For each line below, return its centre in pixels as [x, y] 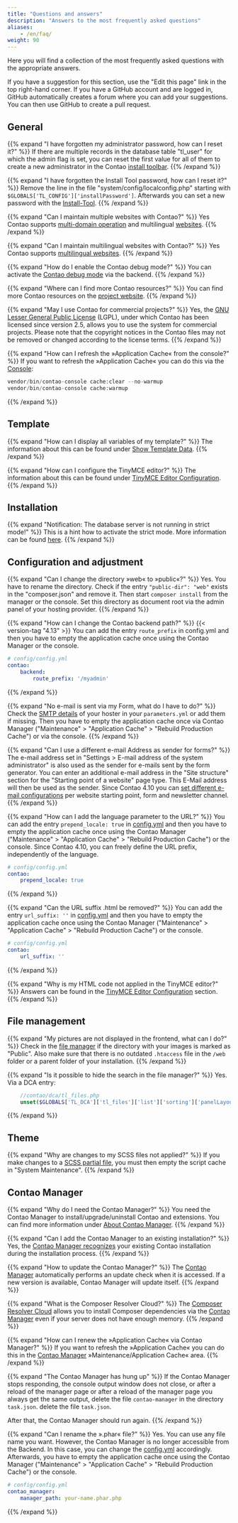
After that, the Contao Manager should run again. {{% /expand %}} [105, 1421]
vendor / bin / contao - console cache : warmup [68, 388]
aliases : [20, 27]
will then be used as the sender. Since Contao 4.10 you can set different [112, 787]
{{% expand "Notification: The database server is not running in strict [109, 525]
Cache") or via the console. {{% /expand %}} [73, 736]
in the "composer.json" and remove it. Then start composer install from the [118, 595]
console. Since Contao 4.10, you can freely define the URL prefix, [102, 847]
